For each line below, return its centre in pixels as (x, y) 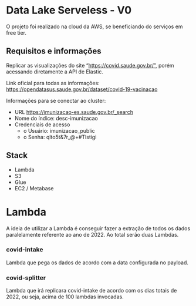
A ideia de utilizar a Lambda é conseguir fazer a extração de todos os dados (98, 228)
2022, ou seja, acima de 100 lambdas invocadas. (65, 297)
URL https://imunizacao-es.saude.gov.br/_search (74, 112)
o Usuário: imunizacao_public (59, 130)
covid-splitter (26, 278)
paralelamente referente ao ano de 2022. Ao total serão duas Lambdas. (92, 234)
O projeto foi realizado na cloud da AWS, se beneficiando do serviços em (94, 26)
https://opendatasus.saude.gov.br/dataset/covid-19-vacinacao (82, 89)
